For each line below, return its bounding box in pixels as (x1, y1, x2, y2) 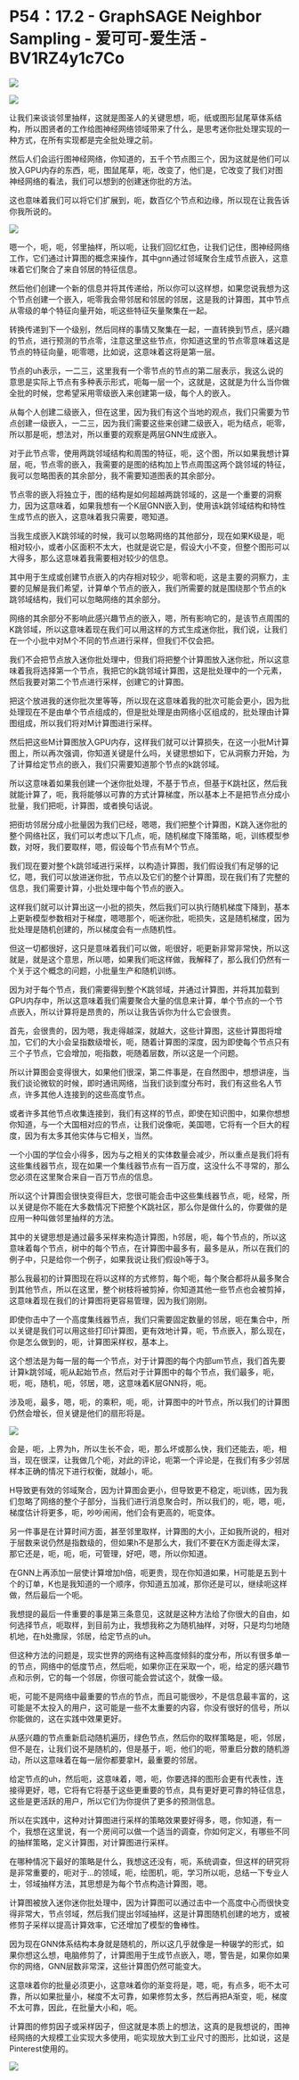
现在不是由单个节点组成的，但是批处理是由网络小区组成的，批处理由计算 (24, 706, 290, 717)
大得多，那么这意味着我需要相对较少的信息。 (9, 552, 174, 563)
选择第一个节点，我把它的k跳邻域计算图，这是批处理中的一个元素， (39, 664, 287, 676)
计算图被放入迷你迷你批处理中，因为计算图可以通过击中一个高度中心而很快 (9, 1897, 282, 1908)
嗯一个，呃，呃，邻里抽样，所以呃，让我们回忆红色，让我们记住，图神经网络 (9, 241, 290, 252)
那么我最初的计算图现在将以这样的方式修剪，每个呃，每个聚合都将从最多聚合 (9, 1273, 290, 1283)
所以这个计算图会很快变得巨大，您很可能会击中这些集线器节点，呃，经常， (9, 1190, 282, 1201)
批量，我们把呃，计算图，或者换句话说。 (9, 800, 158, 811)
